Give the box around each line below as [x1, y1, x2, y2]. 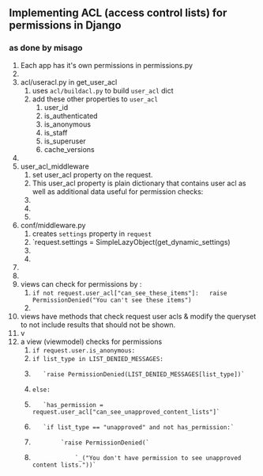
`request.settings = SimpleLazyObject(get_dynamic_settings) [32, 237, 231, 246]
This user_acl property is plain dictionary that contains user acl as [32, 178, 246, 188]
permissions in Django [9, 19, 122, 32]
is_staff [43, 128, 68, 137]
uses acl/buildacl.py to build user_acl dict [32, 86, 174, 95]
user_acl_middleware [20, 162, 90, 171]
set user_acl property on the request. [32, 169, 153, 179]
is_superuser [43, 136, 86, 146]
